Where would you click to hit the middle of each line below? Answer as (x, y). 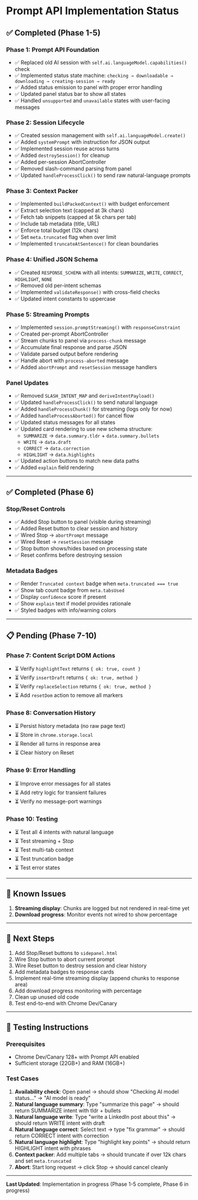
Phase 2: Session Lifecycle (45, 122)
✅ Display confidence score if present (60, 597)
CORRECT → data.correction (57, 449)
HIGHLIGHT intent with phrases (53, 1148)
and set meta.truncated (43, 1160)
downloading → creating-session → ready (65, 81)
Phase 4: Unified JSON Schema (52, 260)
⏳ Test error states (37, 867)
